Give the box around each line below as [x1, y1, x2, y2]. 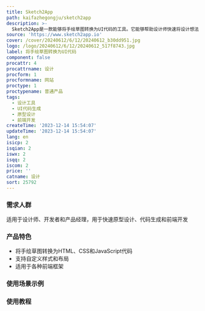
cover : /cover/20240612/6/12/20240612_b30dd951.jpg [6, 37, 140, 43]
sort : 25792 [6, 180, 37, 186]
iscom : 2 [6, 163, 29, 169]
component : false [6, 54, 51, 60]
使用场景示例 [6, 279, 45, 288]
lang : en [6, 134, 29, 141]
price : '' [6, 168, 32, 174]
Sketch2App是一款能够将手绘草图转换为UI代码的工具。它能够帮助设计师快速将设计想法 [12, 26, 200, 32]
